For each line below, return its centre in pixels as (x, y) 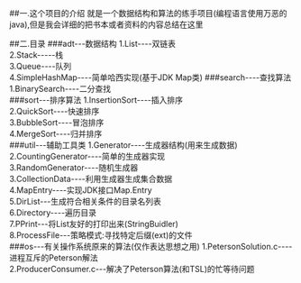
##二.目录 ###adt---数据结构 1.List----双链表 (92, 44)
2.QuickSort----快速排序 (55, 111)
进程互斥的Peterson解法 (54, 258)
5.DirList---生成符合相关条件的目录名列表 (86, 201)
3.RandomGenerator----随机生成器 (74, 168)
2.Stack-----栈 (36, 55)
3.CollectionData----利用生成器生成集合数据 (91, 179)
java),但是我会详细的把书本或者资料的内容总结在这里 (106, 24)
